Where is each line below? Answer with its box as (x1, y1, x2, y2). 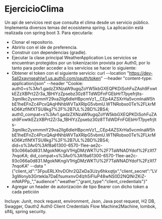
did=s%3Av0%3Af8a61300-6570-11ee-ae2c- (11, 142, 103, 148)
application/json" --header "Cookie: (11, 80, 83, 86)
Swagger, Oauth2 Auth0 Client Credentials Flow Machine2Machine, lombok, (4, 203, 157, 209)
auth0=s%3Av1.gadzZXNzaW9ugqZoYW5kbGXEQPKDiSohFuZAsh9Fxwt (11, 85, 157, 91)
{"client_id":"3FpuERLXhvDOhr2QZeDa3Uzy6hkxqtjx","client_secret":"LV (11, 168, 158, 174)
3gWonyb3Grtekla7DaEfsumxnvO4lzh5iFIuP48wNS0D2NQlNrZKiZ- (11, 173, 146, 179)
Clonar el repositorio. (11, 39, 54, 45)
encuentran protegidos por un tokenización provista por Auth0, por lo (11, 60, 151, 66)
